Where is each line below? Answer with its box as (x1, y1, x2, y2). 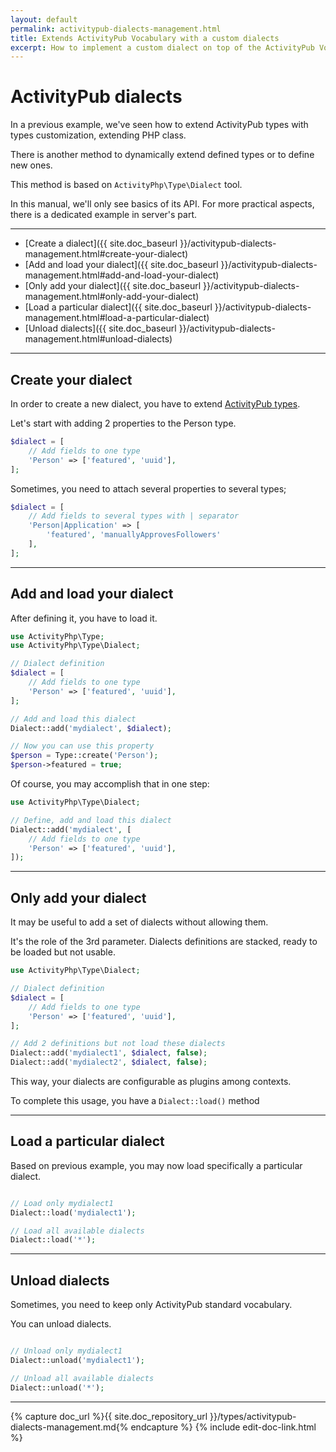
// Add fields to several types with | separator (28, 511, 240, 521)
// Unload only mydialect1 (10, 1346, 123, 1356)
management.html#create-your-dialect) (24, 248, 189, 260)
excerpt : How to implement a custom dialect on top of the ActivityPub (10, 42, 315, 53)
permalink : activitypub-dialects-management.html (10, 24, 222, 34)
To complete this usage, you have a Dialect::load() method (10, 1095, 260, 1106)
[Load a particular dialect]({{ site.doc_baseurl (24, 301, 213, 313)
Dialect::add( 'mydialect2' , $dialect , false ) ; (10, 1057, 208, 1068)
